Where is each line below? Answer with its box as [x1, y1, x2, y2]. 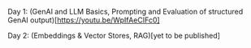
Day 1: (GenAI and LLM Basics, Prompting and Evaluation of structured [7, 7, 244, 16]
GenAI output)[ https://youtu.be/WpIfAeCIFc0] [7, 15, 160, 25]
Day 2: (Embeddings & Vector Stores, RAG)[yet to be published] [7, 31, 221, 40]
